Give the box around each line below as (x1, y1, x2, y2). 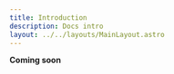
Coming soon (9, 55, 62, 66)
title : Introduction (9, 13, 88, 23)
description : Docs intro (9, 22, 104, 31)
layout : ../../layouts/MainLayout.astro (9, 30, 166, 39)
